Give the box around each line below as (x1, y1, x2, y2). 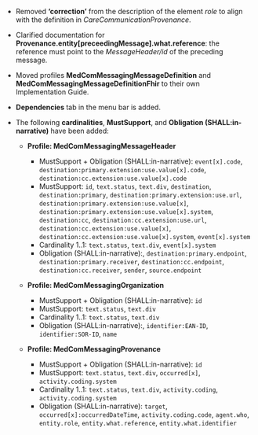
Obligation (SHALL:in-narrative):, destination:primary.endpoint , (38, 249, 247, 258)
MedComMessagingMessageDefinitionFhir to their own (15, 79, 200, 88)
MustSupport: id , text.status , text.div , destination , (38, 182, 212, 191)
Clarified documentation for (15, 31, 105, 39)
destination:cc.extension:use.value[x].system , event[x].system (38, 232, 251, 241)
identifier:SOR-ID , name (38, 330, 118, 338)
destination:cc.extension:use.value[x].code (38, 175, 187, 182)
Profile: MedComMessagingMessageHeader (27, 142, 176, 150)
